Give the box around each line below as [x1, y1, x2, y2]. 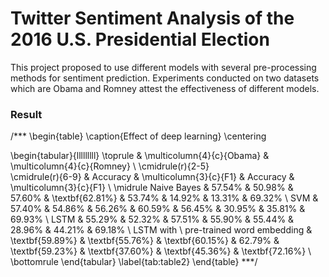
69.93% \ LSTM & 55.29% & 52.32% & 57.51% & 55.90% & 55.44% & [10, 213, 295, 226]
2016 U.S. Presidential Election [10, 28, 270, 51]
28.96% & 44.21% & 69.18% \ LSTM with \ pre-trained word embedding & [10, 224, 313, 236]
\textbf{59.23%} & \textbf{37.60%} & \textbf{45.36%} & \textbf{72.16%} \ [10, 245, 312, 257]
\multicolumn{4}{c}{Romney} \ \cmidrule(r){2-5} [10, 160, 210, 172]
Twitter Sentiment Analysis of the [10, 7, 295, 30]
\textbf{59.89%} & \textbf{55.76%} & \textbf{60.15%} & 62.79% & [10, 235, 280, 247]
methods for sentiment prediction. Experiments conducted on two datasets [10, 72, 320, 84]
